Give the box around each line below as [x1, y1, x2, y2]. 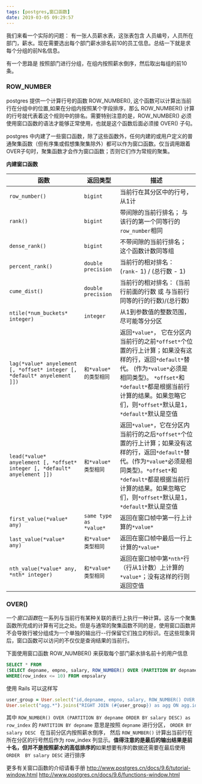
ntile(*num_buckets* [9, 309, 68, 317]
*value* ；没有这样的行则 [120, 572, 190, 581]
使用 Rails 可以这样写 [6, 684, 58, 692]
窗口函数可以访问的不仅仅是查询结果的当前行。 [16, 637, 133, 644]
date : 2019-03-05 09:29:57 [6, 14, 74, 21]
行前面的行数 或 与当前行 [120, 287, 189, 296]
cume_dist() [9, 288, 44, 294]
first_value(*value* [9, 515, 68, 522]
